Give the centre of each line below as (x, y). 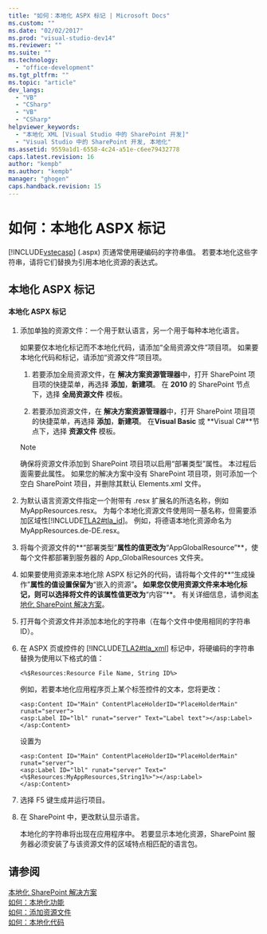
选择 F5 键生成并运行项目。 (65, 800)
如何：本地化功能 (36, 902)
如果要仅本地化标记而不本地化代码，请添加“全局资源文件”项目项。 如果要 (139, 347)
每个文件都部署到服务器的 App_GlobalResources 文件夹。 (114, 558)
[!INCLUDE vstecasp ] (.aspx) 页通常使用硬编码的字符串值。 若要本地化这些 (130, 251)
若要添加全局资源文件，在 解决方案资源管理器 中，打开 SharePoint (139, 374)
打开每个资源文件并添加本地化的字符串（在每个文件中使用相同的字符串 (135, 621)
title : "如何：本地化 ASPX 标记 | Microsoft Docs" (89, 16)
